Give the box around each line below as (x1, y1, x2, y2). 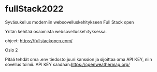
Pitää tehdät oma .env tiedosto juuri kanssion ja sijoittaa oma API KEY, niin (5, 56, 152, 62)
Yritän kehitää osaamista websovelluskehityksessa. (5, 28, 107, 34)
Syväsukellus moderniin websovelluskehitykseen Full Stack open (5, 19, 134, 25)
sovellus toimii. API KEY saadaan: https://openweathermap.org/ (5, 61, 130, 67)
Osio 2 (5, 47, 18, 53)
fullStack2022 (5, 3, 64, 14)
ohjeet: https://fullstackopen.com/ (5, 37, 73, 44)
